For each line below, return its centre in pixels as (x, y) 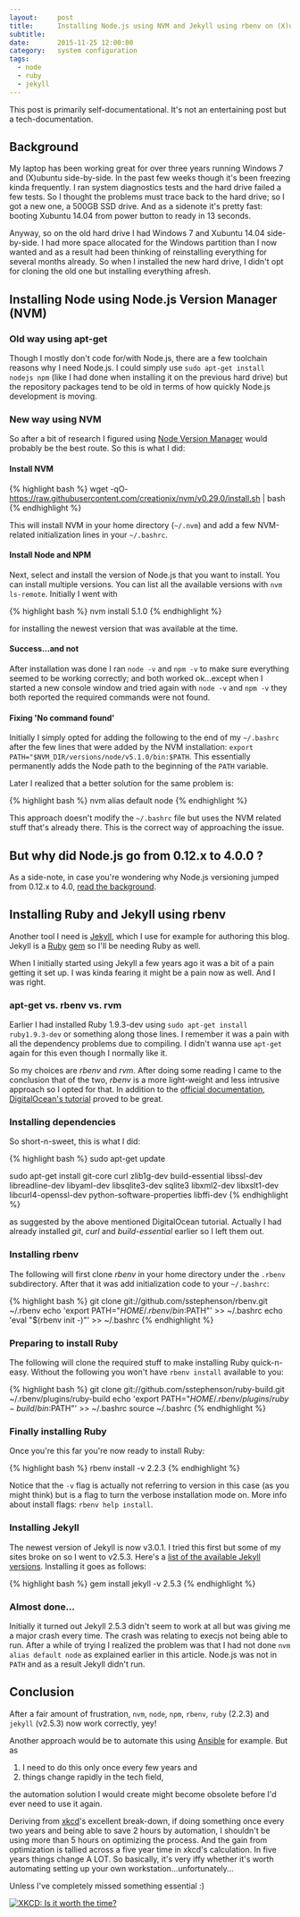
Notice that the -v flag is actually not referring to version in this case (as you (150, 1485)
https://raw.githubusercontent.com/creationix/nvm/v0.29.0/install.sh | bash (147, 498)
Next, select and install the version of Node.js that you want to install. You (145, 575)
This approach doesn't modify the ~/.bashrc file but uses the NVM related (146, 818)
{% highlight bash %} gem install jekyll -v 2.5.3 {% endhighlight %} (133, 1584)
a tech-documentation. (51, 119)
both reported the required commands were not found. (110, 697)
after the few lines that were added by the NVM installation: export (131, 747)
